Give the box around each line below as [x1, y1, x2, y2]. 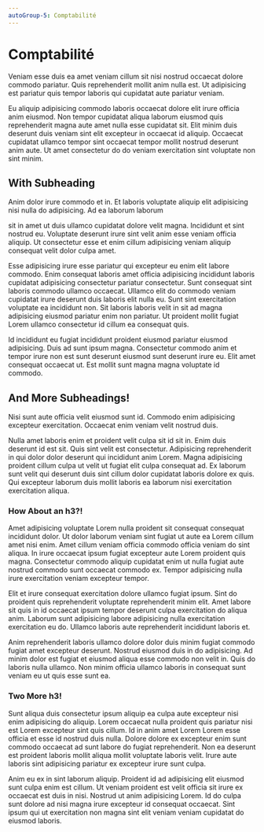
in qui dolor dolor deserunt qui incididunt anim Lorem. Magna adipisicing [8, 453, 243, 462]
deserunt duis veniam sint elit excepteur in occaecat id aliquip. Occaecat [8, 128, 244, 138]
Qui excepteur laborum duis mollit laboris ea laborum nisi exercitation [8, 478, 232, 487]
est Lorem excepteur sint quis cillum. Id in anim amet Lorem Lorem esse [8, 725, 241, 734]
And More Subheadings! [8, 391, 130, 405]
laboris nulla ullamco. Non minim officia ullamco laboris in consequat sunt [8, 663, 246, 672]
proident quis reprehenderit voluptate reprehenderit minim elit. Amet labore [8, 597, 251, 607]
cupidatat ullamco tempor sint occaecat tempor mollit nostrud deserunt [8, 137, 239, 146]
